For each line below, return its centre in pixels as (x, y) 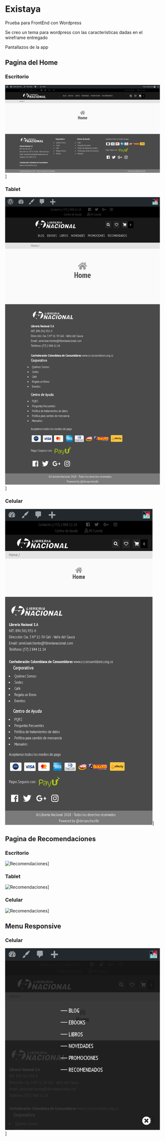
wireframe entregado (27, 38)
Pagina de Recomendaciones (51, 839)
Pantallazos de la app (27, 47)
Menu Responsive (33, 926)
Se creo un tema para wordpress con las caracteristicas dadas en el (74, 32)
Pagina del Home (31, 63)
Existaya (23, 9)
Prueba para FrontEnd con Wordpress (43, 23)
